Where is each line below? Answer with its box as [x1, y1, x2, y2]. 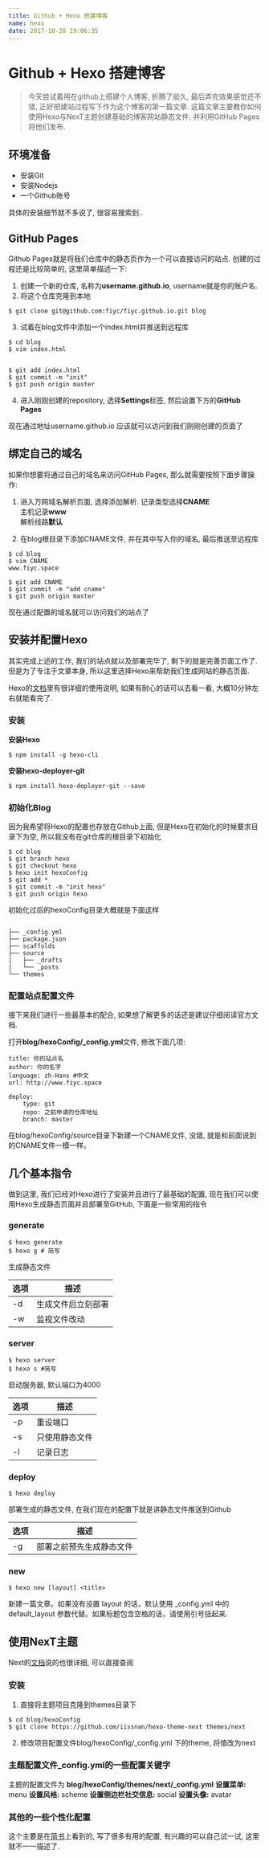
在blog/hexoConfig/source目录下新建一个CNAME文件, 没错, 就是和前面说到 [8, 1130, 257, 1141]
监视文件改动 [36, 1313, 86, 1325]
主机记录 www [19, 507, 67, 517]
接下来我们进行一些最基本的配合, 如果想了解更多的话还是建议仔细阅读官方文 [8, 1010, 259, 1020]
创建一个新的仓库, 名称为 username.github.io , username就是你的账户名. [19, 280, 259, 290]
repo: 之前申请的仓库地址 [22, 1109, 99, 1117]
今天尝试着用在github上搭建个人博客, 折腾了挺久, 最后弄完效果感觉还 [27, 92, 255, 101]
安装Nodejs [19, 181, 59, 190]
